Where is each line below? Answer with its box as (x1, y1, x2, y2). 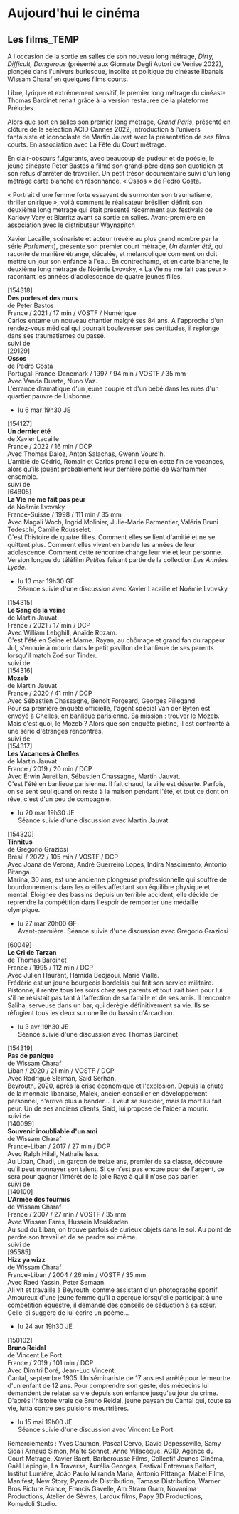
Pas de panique (7, 1052, 55, 1059)
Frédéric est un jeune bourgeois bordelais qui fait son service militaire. (7, 978, 214, 987)
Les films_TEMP (7, 33, 80, 46)
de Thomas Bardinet (7, 955, 67, 964)
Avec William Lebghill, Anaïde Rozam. (7, 628, 117, 637)
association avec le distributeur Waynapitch (7, 221, 135, 229)
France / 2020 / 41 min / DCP (7, 689, 92, 697)
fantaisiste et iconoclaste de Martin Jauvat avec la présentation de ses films (7, 133, 230, 141)
